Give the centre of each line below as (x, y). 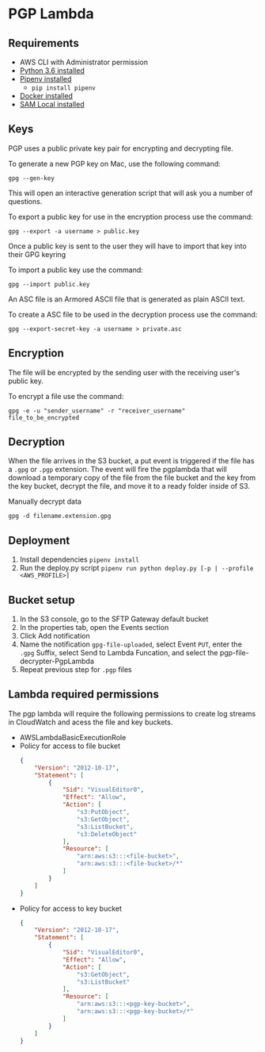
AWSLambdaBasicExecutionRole (73, 737)
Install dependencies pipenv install (79, 559)
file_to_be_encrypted (44, 417)
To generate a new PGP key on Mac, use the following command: (115, 163)
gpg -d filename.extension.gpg (60, 516)
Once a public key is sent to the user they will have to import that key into (127, 246)
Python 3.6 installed (52, 71)
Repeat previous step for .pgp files (76, 670)
